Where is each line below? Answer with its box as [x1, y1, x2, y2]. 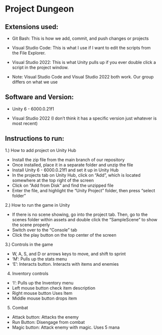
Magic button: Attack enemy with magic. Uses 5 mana [12, 324, 120, 330]
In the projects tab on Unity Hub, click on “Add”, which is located [12, 172, 141, 178]
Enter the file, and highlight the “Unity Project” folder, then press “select [12, 187, 156, 193]
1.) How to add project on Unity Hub [5, 147, 76, 153]
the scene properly [12, 222, 50, 228]
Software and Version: [5, 93, 74, 101]
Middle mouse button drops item [12, 295, 77, 301]
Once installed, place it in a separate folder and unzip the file [12, 162, 133, 167]
